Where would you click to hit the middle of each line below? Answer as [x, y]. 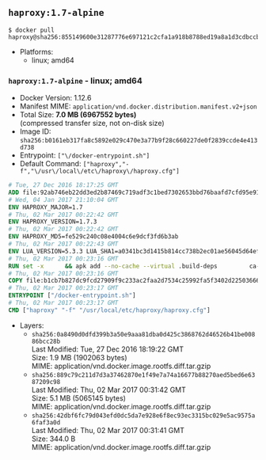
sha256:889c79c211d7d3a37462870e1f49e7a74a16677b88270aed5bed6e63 [143, 375]
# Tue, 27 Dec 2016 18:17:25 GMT [63, 185]
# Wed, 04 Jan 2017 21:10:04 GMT [63, 200]
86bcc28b [46, 341]
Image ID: [35, 131]
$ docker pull [32, 30]
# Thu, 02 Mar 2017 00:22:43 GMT [63, 244]
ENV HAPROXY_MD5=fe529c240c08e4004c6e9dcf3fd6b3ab [93, 237]
